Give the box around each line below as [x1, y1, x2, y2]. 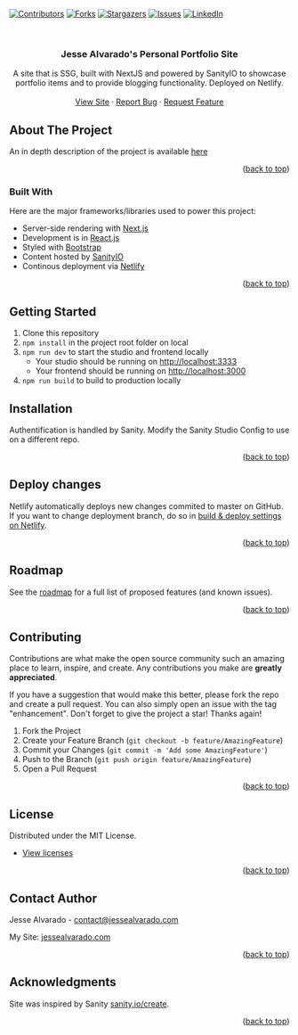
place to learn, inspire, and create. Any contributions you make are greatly [9, 662, 283, 673]
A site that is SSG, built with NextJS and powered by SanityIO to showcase [12, 68, 286, 79]
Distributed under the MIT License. [9, 830, 137, 842]
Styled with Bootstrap [21, 242, 102, 253]
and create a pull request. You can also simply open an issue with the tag [9, 699, 278, 710]
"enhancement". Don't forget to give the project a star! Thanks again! [9, 709, 262, 719]
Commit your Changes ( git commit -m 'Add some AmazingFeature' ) [21, 744, 269, 755]
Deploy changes [9, 477, 101, 492]
